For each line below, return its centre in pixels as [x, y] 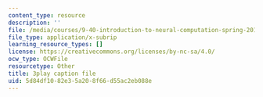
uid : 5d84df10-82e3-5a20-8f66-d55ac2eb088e [80, 81]
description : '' [34, 23]
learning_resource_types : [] [56, 45]
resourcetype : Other [42, 66]
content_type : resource [47, 15]
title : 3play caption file [52, 74]
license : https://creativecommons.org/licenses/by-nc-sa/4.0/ [112, 52]
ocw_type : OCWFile [38, 59]
